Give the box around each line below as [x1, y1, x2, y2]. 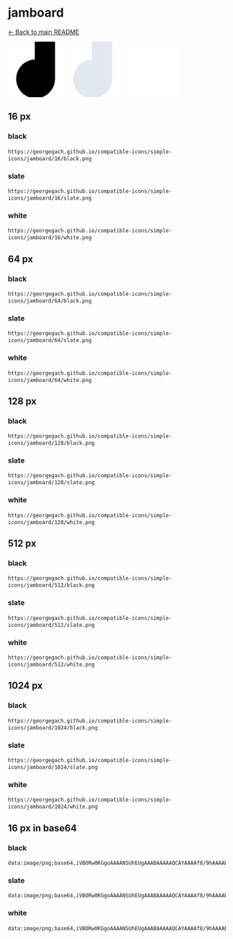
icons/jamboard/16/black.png [8, 155, 92, 162]
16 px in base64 [8, 822, 77, 834]
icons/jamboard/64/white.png [8, 377, 92, 384]
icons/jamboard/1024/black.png [8, 724, 98, 731]
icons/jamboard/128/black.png [8, 440, 95, 447]
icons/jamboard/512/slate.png [8, 621, 95, 628]
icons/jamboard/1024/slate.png [8, 764, 98, 771]
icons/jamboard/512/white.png [8, 661, 95, 669]
